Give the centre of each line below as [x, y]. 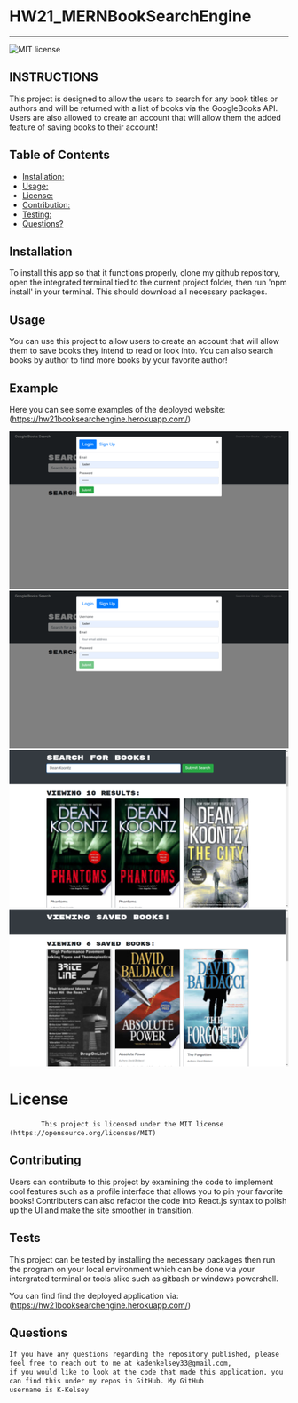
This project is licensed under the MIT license [133, 1124]
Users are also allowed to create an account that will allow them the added [145, 117]
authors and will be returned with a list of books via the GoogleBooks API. [144, 108]
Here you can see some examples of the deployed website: [118, 409]
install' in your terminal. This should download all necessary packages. [138, 292]
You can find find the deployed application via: [94, 1295]
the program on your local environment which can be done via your [132, 1269]
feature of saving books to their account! [83, 127]
